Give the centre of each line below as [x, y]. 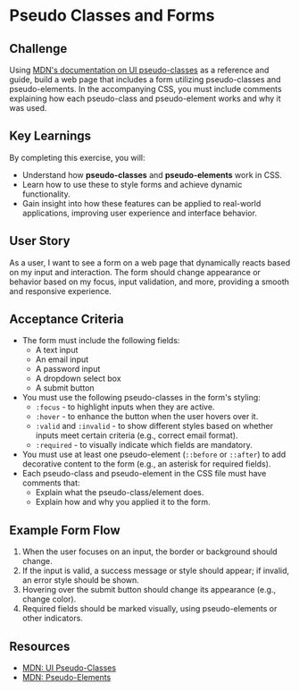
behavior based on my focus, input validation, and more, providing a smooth [149, 282]
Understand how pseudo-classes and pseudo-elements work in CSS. [152, 174]
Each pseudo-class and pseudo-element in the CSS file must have [144, 474]
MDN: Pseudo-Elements [66, 678]
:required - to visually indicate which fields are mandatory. [144, 445]
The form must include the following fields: [101, 341]
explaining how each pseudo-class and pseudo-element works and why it [145, 98]
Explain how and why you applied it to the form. [123, 502]
